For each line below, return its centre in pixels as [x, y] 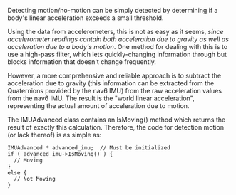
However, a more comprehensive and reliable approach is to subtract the [114, 75]
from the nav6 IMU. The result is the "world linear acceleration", [101, 98]
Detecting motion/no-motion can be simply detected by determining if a [113, 10]
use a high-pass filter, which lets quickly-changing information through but [117, 54]
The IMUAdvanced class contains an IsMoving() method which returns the [117, 120]
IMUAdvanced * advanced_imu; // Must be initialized [89, 148]
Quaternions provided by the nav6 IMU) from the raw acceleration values [115, 91]
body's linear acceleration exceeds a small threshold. [86, 18]
